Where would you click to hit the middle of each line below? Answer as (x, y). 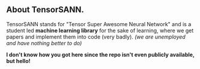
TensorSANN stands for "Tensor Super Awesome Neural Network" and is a (99, 24)
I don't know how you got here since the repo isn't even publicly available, (100, 54)
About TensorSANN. (45, 10)
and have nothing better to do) (44, 43)
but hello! (18, 61)
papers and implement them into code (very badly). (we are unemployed (96, 37)
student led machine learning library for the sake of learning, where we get (100, 30)
